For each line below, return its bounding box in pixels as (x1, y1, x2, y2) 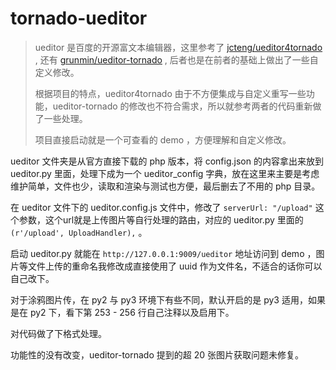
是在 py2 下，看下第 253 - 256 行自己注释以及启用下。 (10, 306, 235, 318)
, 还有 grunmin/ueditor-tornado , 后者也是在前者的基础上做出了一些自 (34, 53, 319, 66)
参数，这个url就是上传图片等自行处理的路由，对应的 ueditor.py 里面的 (18, 213, 304, 226)
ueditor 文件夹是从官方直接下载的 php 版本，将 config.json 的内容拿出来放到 (10, 155, 324, 167)
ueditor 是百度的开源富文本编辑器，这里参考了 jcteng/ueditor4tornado (34, 41, 323, 53)
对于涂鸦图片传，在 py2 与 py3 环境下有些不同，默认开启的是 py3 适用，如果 (10, 293, 326, 306)
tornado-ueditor (10, 7, 148, 30)
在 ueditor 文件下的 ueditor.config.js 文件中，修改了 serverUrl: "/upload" (10, 201, 313, 213)
